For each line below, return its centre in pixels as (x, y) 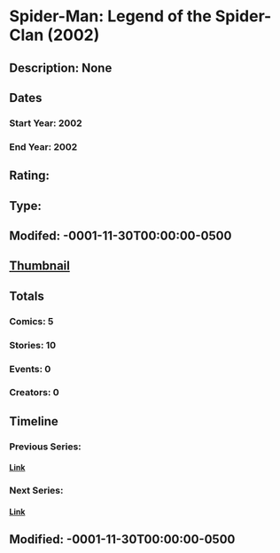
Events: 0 (30, 369)
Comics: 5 (31, 321)
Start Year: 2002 (46, 123)
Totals (27, 296)
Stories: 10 (33, 345)
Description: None (61, 68)
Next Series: (36, 491)
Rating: (30, 176)
